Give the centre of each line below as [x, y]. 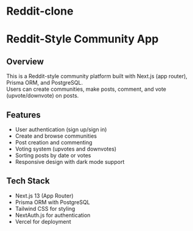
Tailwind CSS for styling [45, 208]
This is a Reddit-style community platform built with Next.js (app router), [97, 76]
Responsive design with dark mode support [70, 162]
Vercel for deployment [43, 221]
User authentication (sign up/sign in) [61, 130]
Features [23, 115]
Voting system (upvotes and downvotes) [66, 149]
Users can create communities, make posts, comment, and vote [86, 89]
